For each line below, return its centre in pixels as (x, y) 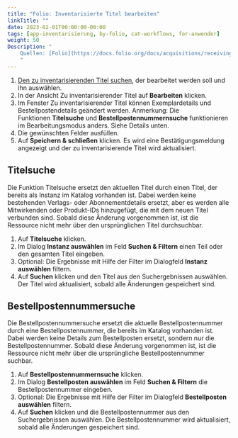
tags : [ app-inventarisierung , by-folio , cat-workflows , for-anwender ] (114, 34)
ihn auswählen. (40, 88)
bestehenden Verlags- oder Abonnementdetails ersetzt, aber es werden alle (118, 202)
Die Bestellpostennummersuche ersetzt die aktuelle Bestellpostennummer (115, 323)
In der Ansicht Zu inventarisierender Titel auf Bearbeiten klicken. (112, 95)
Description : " (30, 47)
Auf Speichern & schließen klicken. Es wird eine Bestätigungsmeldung (121, 140)
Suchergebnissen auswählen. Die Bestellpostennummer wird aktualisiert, (124, 420)
